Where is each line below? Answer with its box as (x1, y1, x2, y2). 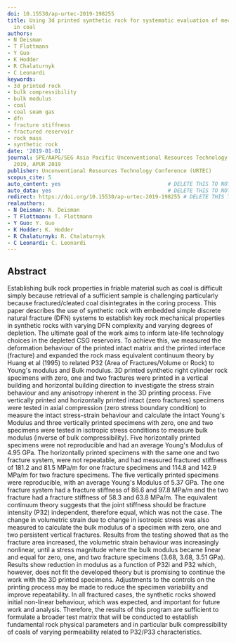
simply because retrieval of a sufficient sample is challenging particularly (7, 291, 219, 300)
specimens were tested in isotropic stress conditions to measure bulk (7, 426, 209, 435)
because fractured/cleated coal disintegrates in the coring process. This (7, 299, 216, 307)
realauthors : (7, 200, 46, 208)
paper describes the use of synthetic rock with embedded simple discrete (7, 307, 221, 315)
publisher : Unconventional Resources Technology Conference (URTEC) (7, 167, 212, 174)
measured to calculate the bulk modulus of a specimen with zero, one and (7, 523, 222, 532)
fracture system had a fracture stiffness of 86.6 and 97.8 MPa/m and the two (7, 486, 229, 495)
